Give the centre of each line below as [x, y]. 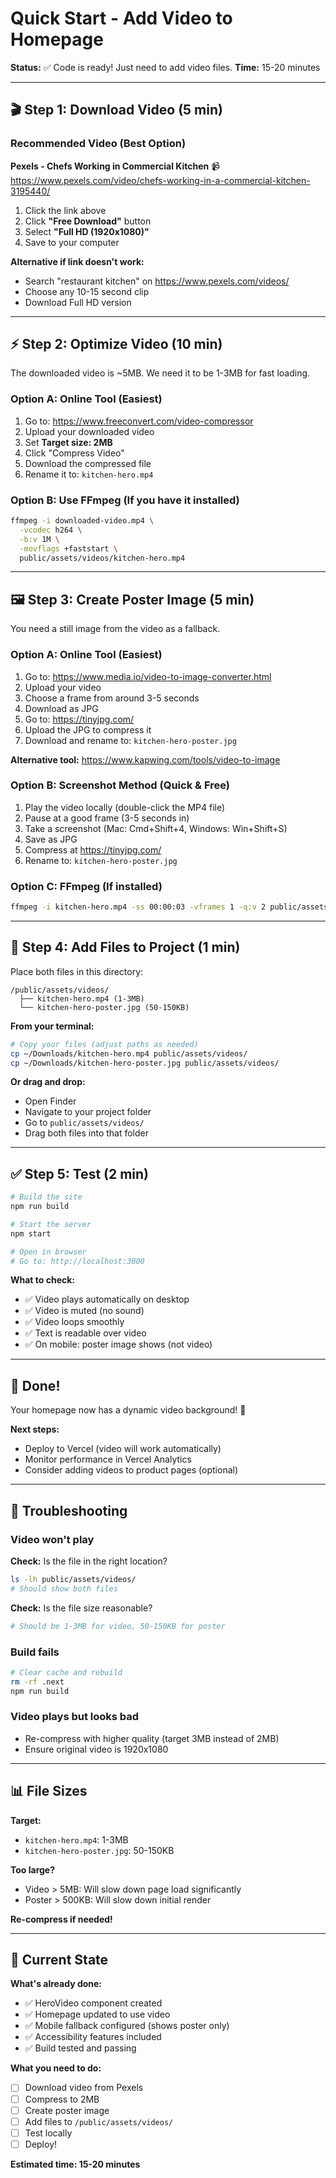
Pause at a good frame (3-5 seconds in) [107, 818]
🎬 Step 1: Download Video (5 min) [116, 110]
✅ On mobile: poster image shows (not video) [118, 1344]
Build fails [35, 1652]
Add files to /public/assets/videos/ [99, 2121]
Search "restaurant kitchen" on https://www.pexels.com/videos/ [157, 281]
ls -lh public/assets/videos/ [73, 1579]
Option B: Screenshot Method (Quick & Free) [120, 785]
